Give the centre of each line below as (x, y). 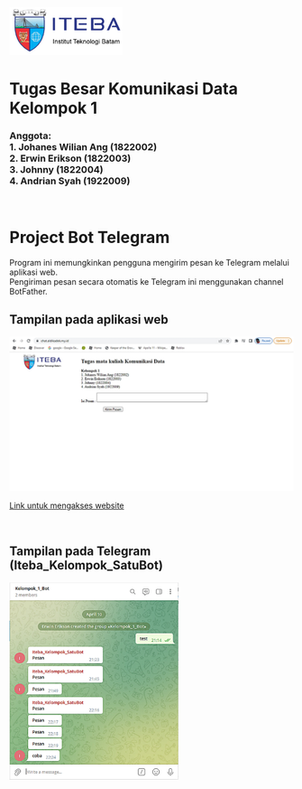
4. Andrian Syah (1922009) (70, 181)
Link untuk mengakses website (67, 505)
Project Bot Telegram (90, 238)
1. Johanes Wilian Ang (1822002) (83, 147)
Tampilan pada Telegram (80, 552)
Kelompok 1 (53, 108)
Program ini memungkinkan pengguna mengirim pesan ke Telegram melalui (150, 262)
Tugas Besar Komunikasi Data (124, 89)
